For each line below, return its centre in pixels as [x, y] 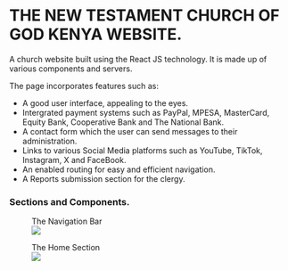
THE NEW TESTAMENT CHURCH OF [144, 16]
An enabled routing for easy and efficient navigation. [119, 169]
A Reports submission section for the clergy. [103, 178]
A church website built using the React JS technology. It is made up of [138, 59]
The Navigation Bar [67, 221]
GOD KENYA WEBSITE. [96, 34]
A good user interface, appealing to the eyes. [105, 102]
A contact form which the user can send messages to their [130, 131]
